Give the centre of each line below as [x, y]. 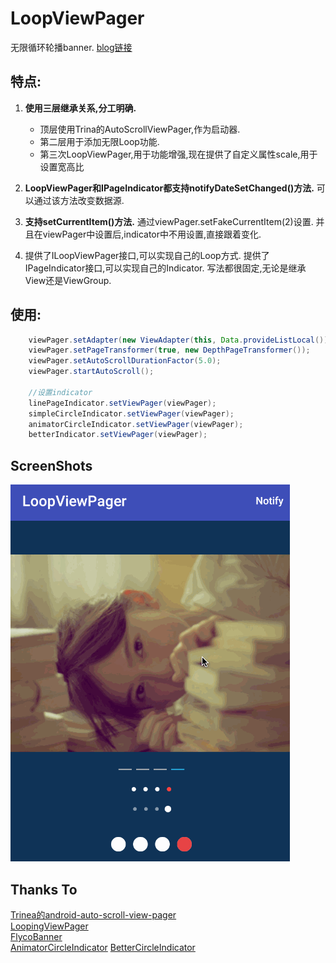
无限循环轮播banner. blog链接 [71, 47]
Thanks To [44, 889]
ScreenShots [51, 465]
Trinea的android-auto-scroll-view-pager [93, 914]
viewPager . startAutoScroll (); [91, 372]
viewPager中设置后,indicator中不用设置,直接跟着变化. [152, 234]
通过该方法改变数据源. [79, 200]
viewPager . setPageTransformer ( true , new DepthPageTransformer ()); [169, 350]
